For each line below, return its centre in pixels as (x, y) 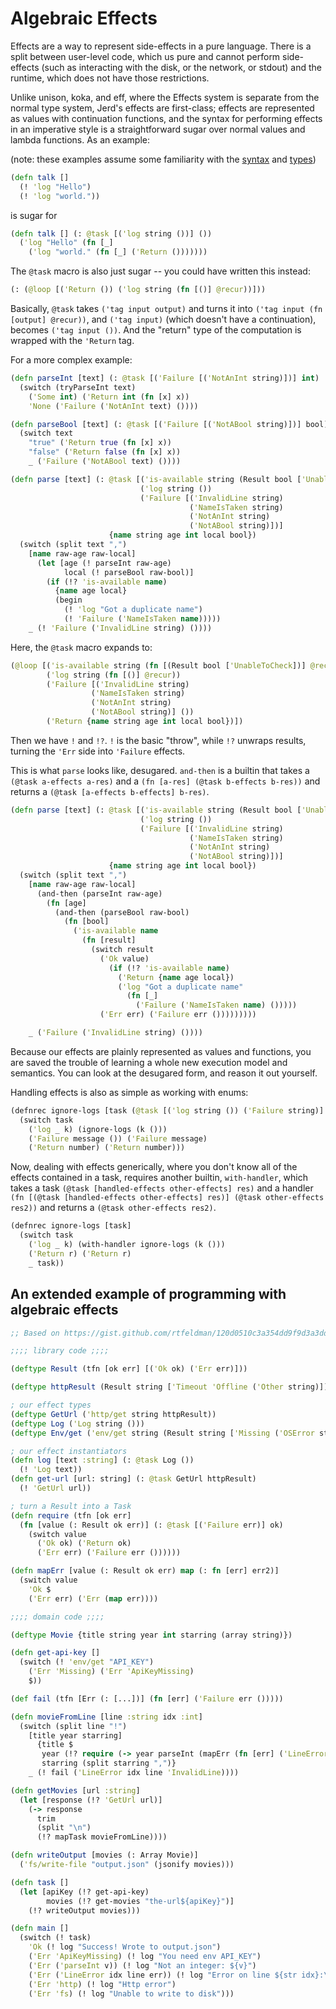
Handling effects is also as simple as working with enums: (129, 1092)
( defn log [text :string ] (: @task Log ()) (102, 1460)
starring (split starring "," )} (109, 1763)
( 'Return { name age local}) (176, 977)
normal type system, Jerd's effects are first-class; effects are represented (162, 108)
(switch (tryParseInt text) (78, 387)
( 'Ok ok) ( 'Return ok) (84, 1543)
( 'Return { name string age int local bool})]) (145, 722)
